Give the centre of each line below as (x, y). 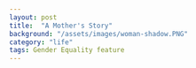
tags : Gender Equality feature (67, 50)
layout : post (33, 17)
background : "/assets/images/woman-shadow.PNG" (99, 34)
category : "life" (41, 42)
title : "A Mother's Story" (61, 26)
